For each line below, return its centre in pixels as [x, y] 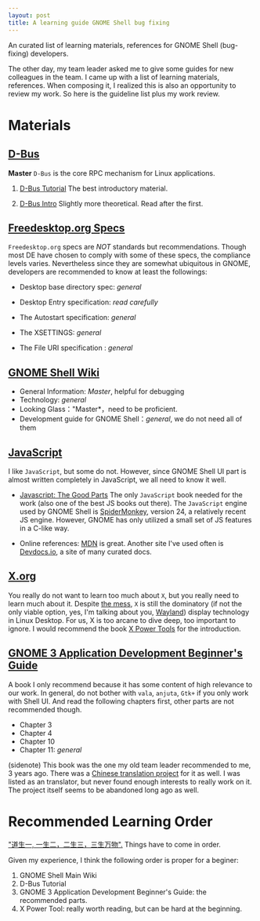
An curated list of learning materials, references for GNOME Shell [113, 45]
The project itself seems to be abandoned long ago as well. [104, 790]
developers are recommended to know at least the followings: [108, 272]
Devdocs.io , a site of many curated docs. [86, 552]
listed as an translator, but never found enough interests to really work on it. [130, 781]
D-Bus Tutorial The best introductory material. [94, 188]
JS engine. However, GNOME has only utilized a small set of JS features [135, 519]
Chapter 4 [36, 733]
